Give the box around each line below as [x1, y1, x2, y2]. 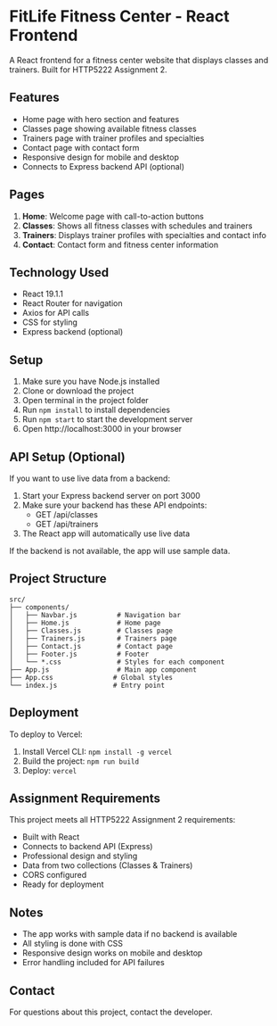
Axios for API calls [21, 308, 90, 319]
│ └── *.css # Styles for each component [9, 658, 225, 666]
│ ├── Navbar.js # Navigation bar [9, 610, 181, 619]
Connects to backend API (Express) [21, 841, 153, 852]
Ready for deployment [21, 879, 104, 889]
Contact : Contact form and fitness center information [21, 239, 219, 250]
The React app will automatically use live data [21, 528, 191, 539]
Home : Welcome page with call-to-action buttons [21, 211, 205, 221]
